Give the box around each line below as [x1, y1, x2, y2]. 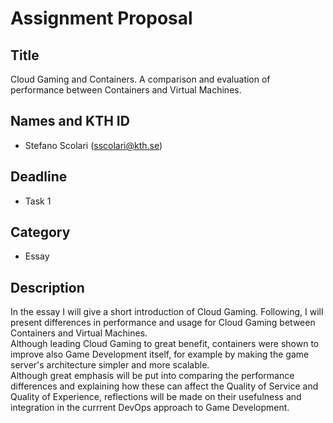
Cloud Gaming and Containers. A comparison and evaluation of [10, 73, 271, 85]
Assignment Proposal [10, 7, 193, 30]
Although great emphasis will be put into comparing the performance [10, 370, 295, 382]
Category [10, 224, 71, 241]
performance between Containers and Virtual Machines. [10, 84, 242, 96]
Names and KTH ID [10, 113, 130, 130]
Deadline [10, 168, 68, 186]
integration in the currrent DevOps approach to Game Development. [10, 402, 290, 414]
